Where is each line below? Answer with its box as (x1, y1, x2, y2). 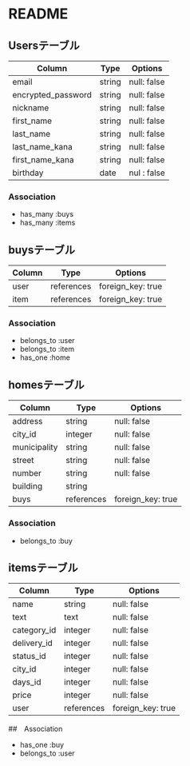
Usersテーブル (8, 38, 80, 52)
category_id (12, 624, 57, 636)
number (12, 468, 42, 479)
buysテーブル (8, 243, 76, 257)
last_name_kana (12, 142, 73, 152)
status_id (12, 651, 46, 662)
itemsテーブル (8, 561, 78, 574)
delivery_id (12, 637, 53, 648)
